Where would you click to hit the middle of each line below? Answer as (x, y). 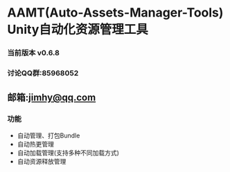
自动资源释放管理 (42, 161)
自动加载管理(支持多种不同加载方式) (68, 153)
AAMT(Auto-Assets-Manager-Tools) (115, 13)
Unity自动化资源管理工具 (78, 30)
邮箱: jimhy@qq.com (52, 98)
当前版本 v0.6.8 (34, 53)
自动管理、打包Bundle (48, 135)
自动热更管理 (35, 144)
